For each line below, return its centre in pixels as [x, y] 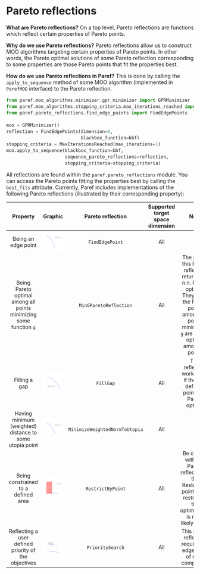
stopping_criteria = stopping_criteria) [113, 163]
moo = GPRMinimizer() [33, 125]
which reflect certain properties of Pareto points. [66, 33]
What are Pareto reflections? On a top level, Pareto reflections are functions [100, 27]
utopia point [24, 445]
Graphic [53, 216]
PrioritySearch [106, 547]
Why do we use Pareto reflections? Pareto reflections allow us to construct [99, 45]
